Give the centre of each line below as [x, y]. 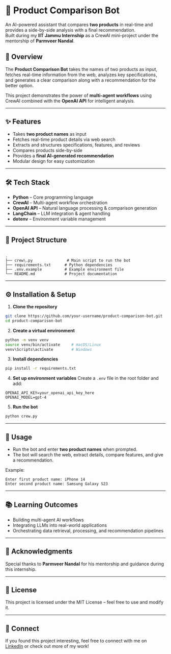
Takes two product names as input [49, 134]
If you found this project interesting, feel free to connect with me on [76, 641]
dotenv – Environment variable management [59, 219]
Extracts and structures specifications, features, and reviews [76, 144]
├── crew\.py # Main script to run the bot [68, 261]
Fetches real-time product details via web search [64, 139]
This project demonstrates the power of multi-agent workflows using [78, 95]
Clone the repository [35, 307]
